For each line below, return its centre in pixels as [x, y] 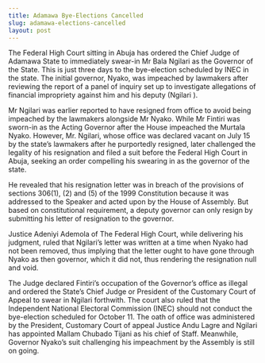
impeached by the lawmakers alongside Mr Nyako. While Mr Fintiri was [124, 119]
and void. [23, 268]
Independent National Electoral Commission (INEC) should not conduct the [130, 309]
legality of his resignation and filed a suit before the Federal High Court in [128, 153]
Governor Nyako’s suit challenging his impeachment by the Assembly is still [132, 342]
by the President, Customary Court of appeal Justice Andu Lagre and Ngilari [133, 326]
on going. [24, 351]
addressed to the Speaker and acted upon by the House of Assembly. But [129, 202]
